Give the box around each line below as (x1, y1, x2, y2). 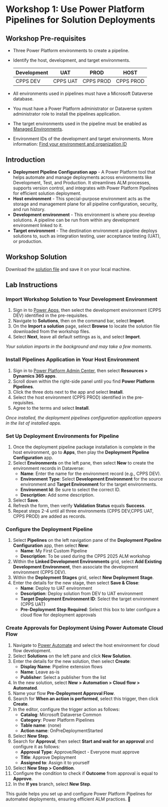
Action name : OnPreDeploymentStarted (20, 727, 103, 734)
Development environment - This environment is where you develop (12, 211, 155, 217)
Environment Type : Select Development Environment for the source (20, 476, 163, 482)
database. (12, 96, 34, 101)
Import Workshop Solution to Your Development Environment (5, 295, 157, 302)
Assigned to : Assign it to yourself (20, 759, 89, 765)
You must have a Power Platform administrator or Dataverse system (12, 105, 152, 111)
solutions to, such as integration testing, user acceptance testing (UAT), (12, 233, 161, 239)
